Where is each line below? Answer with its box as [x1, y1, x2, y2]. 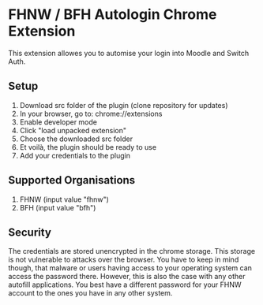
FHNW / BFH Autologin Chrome [8, 6, 217, 24]
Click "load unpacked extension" [19, 125, 127, 135]
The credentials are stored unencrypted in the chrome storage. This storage [8, 247, 255, 256]
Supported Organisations [8, 173, 136, 187]
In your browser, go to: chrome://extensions [19, 109, 163, 118]
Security [8, 225, 51, 239]
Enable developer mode [19, 117, 97, 127]
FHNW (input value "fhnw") [19, 195, 109, 204]
